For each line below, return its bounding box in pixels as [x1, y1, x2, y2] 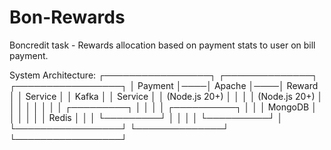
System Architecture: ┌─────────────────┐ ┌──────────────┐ [9, 69, 319, 81]
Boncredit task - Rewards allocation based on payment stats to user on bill [9, 39, 316, 51]
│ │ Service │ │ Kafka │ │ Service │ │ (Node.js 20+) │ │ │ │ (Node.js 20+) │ [9, 90, 324, 102]
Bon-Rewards [9, 6, 126, 29]
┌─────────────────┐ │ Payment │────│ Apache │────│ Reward [9, 79, 319, 91]
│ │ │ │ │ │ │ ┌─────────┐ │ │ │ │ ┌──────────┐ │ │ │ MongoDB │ [9, 101, 317, 113]
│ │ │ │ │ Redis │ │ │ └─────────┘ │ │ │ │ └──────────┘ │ [9, 111, 284, 123]
